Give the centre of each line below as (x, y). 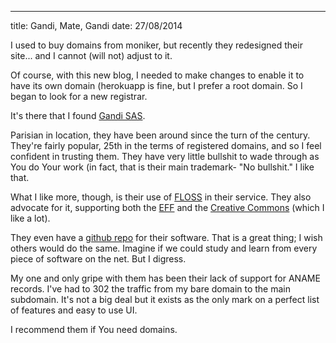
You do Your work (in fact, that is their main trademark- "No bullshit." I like (162, 167)
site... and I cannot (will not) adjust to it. (91, 55)
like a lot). (30, 218)
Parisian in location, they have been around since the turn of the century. (160, 135)
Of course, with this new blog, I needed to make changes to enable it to (157, 75)
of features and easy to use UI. (74, 310)
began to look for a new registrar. (79, 96)
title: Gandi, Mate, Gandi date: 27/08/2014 (96, 25)
